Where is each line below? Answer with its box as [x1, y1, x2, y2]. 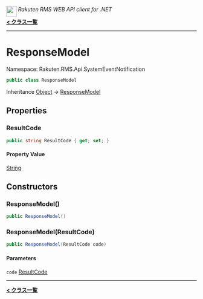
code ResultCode [6, 268, 48, 275]
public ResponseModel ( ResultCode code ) [6, 241, 107, 248]
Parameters [6, 254, 36, 261]
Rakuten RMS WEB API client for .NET [18, 6, 112, 13]
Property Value [6, 150, 45, 157]
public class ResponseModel [6, 77, 77, 83]
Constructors [6, 182, 58, 192]
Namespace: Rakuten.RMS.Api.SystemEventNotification [6, 65, 146, 73]
